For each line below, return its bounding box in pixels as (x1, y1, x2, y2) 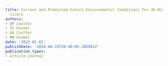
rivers (9, 12, 23, 17)
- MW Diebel (5, 35, 30, 40)
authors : (5, 16, 23, 21)
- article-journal (5, 53, 43, 59)
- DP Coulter (5, 21, 32, 26)
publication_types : (5, 49, 46, 54)
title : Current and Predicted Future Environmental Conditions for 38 (5, 7, 155, 12)
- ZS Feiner (5, 26, 30, 31)
